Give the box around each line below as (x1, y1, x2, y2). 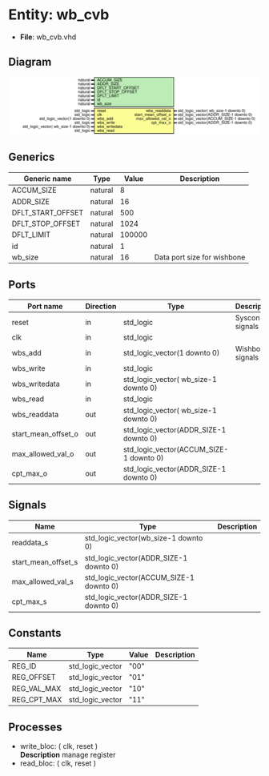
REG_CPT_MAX (11, 694, 62, 704)
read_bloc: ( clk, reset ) (19, 758, 97, 768)
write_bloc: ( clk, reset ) (19, 742, 98, 751)
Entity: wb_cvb (8, 6, 110, 24)
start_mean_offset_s (11, 557, 78, 567)
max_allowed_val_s (11, 577, 74, 586)
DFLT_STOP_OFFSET (11, 219, 81, 229)
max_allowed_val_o (11, 448, 74, 458)
